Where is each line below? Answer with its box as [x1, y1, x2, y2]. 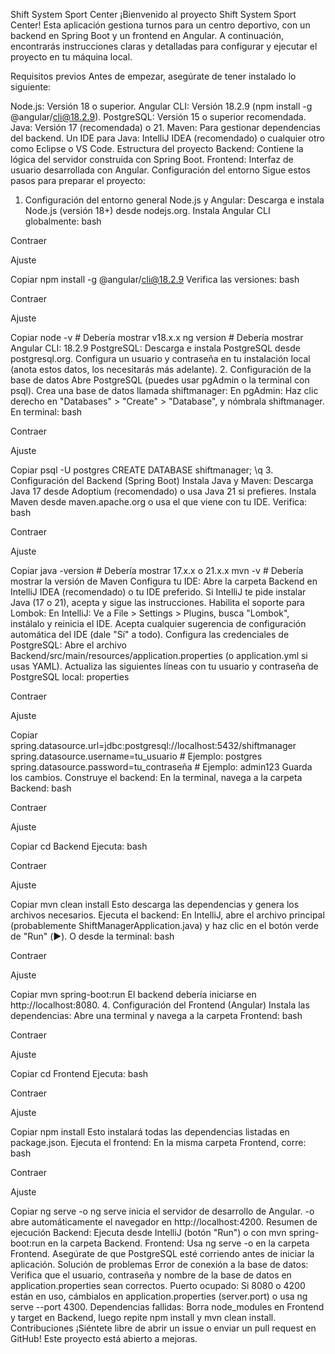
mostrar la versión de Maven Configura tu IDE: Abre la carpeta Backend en [10, 575, 318, 587]
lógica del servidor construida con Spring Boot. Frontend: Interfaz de [10, 154, 294, 165]
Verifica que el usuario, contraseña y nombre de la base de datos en [10, 1269, 292, 1281]
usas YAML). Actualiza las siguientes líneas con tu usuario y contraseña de [10, 660, 319, 672]
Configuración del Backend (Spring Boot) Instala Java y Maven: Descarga [10, 475, 314, 486]
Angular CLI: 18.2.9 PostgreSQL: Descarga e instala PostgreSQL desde [10, 342, 301, 354]
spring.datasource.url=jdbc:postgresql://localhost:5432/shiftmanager [10, 740, 297, 751]
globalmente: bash [24, 215, 102, 227]
